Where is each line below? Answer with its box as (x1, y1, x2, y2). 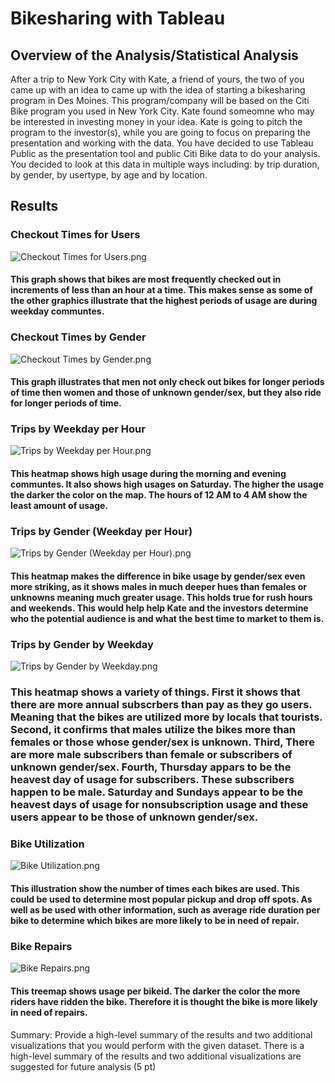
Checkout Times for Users (10, 228, 141, 242)
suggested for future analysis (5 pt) (10, 1060, 157, 1072)
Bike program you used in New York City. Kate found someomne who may (10, 105, 315, 117)
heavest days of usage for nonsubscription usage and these (10, 798, 309, 812)
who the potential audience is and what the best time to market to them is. (10, 612, 325, 624)
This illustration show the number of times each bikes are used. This (10, 883, 300, 895)
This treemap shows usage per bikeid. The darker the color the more (10, 985, 301, 997)
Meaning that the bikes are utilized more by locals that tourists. (10, 710, 323, 724)
